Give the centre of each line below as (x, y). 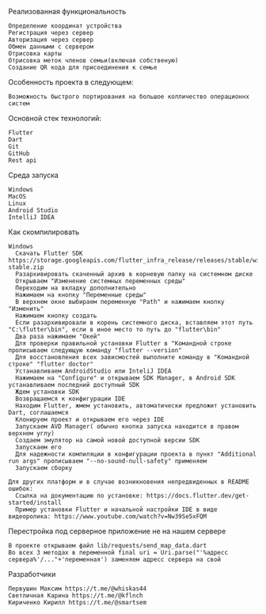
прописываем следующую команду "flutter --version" (95, 351)
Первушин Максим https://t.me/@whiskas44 (78, 589)
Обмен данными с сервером (51, 47)
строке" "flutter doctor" (51, 364)
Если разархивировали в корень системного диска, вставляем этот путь (134, 323)
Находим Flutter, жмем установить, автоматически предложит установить (136, 406)
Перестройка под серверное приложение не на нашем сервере (117, 531)
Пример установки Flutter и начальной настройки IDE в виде (116, 510)
